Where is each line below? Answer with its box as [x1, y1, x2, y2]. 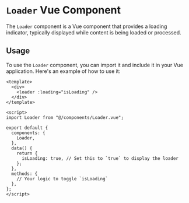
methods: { [11, 170, 38, 177]
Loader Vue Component [6, 3, 121, 17]
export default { [6, 125, 48, 131]
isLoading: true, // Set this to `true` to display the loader [21, 155, 179, 161]
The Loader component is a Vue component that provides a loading [6, 23, 167, 30]
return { [16, 150, 38, 156]
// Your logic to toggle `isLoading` [16, 176, 108, 181]
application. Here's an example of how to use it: [6, 68, 121, 75]
